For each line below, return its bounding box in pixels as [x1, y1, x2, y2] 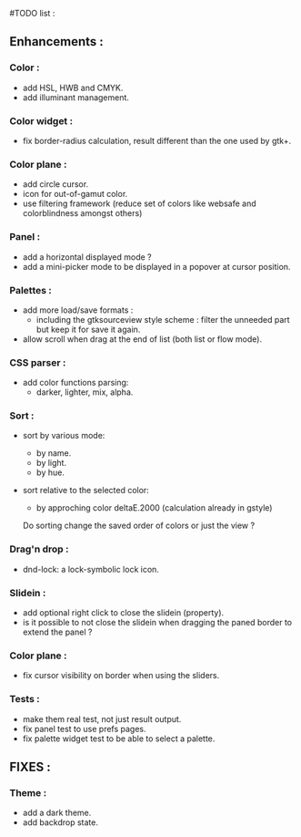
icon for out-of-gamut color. [22, 189, 128, 200]
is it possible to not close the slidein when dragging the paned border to [22, 617, 293, 628]
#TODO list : [9, 8, 55, 18]
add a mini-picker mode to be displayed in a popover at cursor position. [22, 261, 291, 272]
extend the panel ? [22, 626, 93, 637]
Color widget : [9, 114, 74, 127]
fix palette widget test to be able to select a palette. [22, 733, 216, 744]
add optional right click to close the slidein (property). [22, 607, 225, 618]
